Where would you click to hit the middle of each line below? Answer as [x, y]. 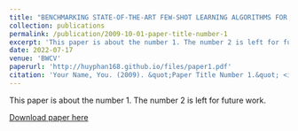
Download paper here [49, 117]
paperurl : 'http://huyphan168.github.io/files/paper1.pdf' [121, 67]
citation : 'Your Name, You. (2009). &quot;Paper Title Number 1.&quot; [144, 75]
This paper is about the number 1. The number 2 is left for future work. [138, 100]
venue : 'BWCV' [35, 58]
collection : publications [57, 26]
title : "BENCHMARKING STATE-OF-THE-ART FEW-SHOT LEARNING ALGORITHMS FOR [149, 17]
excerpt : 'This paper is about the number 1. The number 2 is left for [144, 42]
